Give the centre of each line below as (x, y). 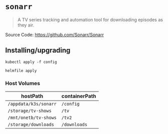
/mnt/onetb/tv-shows (32, 118)
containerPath (79, 96)
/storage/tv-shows (30, 111)
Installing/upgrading (38, 50)
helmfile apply (21, 70)
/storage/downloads (31, 125)
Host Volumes (23, 83)
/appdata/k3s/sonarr (32, 104)
